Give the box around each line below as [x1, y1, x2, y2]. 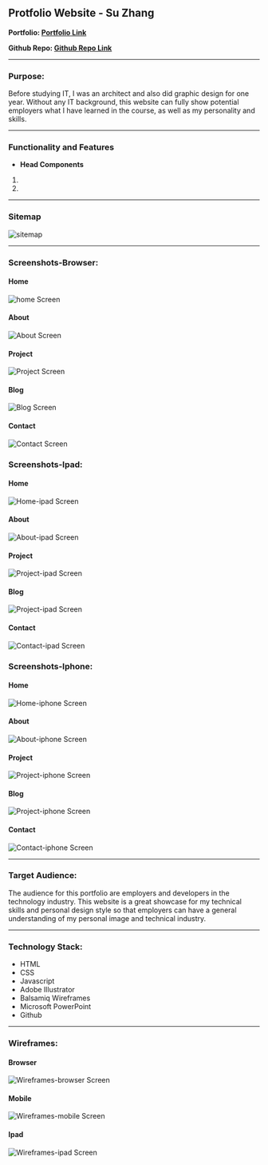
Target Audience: [8, 870, 77, 881]
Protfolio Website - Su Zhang [8, 6, 155, 20]
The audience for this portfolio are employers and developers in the [8, 888, 230, 898]
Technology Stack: [8, 941, 83, 952]
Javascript [19, 976, 55, 986]
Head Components [19, 160, 84, 170]
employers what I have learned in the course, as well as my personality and [8, 106, 255, 115]
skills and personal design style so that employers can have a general [8, 905, 237, 915]
